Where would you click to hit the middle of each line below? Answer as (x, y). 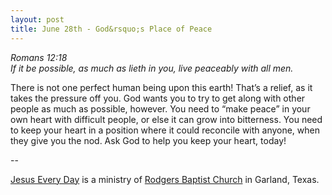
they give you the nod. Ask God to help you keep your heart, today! (148, 140)
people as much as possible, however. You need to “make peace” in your (160, 108)
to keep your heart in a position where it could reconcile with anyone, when (165, 130)
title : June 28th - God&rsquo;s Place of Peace (111, 29)
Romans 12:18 (39, 57)
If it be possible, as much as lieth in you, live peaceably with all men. (152, 68)
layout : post (37, 19)
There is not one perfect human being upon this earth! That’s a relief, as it (161, 87)
